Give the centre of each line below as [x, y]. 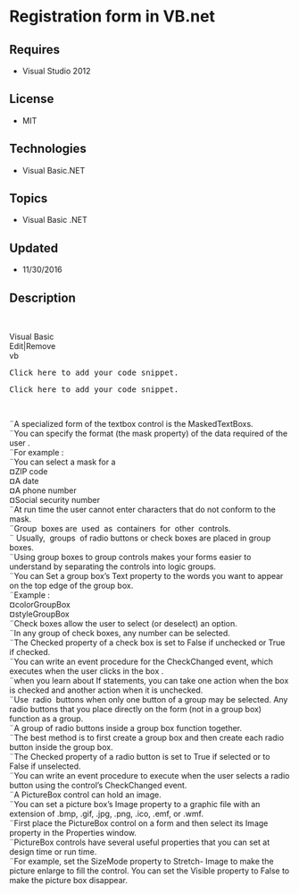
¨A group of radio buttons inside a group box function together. [126, 728]
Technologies [48, 149]
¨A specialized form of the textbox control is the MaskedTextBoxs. [131, 424]
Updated [34, 248]
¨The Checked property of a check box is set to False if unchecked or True [147, 643]
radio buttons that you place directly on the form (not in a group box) [135, 710]
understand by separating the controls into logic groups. [113, 566]
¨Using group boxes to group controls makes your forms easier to [130, 558]
